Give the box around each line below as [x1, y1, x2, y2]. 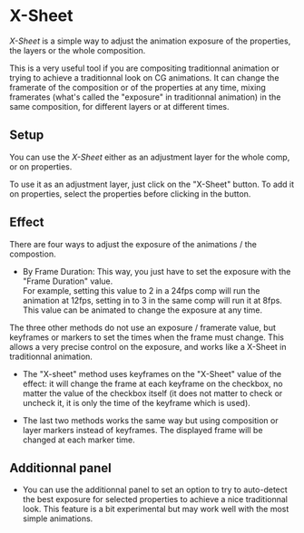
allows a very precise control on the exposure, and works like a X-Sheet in [9, 341, 287, 352]
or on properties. [9, 160, 73, 172]
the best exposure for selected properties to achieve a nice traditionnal [22, 494, 289, 505]
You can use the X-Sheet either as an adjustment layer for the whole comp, [9, 151, 290, 162]
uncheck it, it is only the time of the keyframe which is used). [22, 397, 251, 408]
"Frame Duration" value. [22, 276, 113, 286]
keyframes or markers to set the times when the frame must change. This [9, 332, 284, 343]
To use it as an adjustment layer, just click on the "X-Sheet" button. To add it [9, 179, 295, 189]
